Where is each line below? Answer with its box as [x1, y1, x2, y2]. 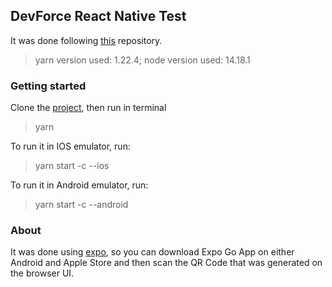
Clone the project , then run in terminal [10, 102, 167, 114]
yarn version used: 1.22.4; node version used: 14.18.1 [34, 54, 251, 66]
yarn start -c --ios [34, 160, 110, 172]
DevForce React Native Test [10, 8, 187, 25]
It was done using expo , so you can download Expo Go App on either [10, 246, 295, 258]
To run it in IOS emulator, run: [10, 140, 131, 153]
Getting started [10, 79, 87, 93]
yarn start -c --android [34, 199, 129, 211]
